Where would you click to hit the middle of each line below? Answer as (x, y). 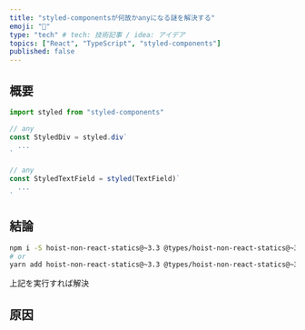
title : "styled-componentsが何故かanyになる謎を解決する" (113, 18)
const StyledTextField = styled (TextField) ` (95, 179)
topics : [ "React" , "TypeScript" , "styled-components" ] (115, 43)
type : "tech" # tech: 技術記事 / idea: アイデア (98, 35)
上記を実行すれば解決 (49, 284)
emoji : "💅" (30, 26)
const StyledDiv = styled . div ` (69, 137)
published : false (42, 52)
